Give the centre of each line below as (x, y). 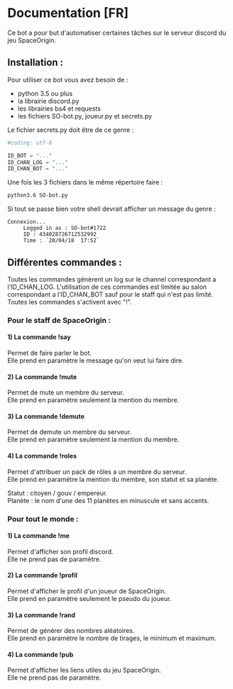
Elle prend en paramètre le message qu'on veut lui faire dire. (96, 360)
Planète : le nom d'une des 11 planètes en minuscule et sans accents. (108, 500)
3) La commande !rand (42, 614)
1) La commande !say (39, 337)
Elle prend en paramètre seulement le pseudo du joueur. (90, 599)
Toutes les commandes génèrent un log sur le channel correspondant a (112, 279)
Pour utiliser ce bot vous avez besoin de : (68, 79)
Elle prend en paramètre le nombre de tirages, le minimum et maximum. (112, 638)
